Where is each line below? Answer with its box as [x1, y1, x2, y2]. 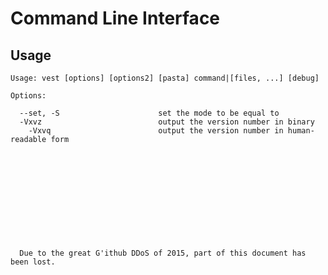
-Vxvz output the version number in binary [19, 117, 315, 127]
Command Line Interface [10, 7, 221, 30]
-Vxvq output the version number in [28, 126, 284, 136]
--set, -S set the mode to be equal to [19, 108, 280, 118]
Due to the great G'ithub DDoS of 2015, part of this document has [19, 248, 307, 258]
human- [287, 126, 315, 136]
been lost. [10, 257, 56, 267]
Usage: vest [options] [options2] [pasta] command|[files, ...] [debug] [10, 73, 320, 83]
